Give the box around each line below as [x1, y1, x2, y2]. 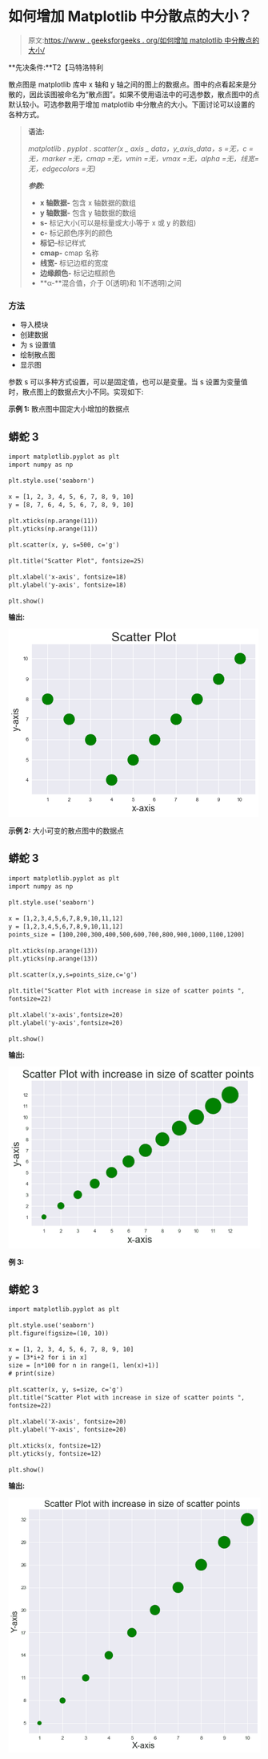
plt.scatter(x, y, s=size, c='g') [8, 1386, 124, 1394]
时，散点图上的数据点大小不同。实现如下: [8, 387, 144, 397]
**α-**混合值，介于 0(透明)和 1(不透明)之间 [39, 278, 182, 287]
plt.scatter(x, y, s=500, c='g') [8, 541, 120, 550]
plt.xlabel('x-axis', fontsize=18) [8, 573, 127, 582]
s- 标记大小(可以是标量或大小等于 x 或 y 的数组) [39, 217, 197, 227]
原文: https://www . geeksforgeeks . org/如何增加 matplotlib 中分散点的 [27, 35, 260, 45]
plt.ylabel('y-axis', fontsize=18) [8, 581, 127, 590]
